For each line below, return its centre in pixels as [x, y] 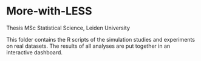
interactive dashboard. [34, 52]
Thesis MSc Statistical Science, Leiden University [68, 28]
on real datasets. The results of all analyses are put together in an [88, 46]
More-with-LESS [49, 11]
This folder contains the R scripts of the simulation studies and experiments [101, 39]
